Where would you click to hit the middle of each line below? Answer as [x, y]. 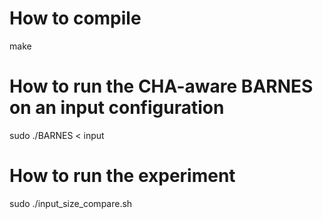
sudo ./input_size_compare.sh [71, 203]
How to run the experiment [122, 176]
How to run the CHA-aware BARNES [161, 86]
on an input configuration [117, 108]
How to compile [75, 18]
